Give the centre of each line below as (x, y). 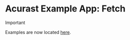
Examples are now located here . (38, 32)
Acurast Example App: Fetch (65, 9)
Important (15, 22)
